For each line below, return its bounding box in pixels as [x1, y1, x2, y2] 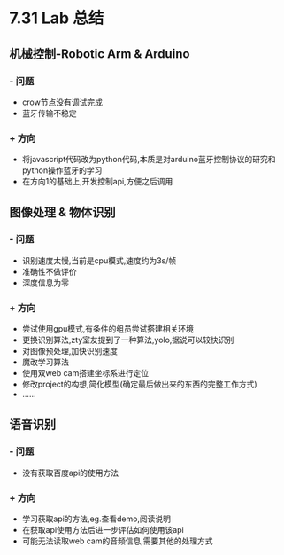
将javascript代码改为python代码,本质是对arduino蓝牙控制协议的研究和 [21, 154, 276, 165]
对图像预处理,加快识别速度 [21, 346, 118, 356]
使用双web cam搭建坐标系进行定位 [21, 368, 149, 379]
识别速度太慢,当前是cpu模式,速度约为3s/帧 [21, 254, 177, 266]
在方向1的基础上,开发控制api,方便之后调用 [21, 176, 173, 187]
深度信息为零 [21, 277, 69, 288]
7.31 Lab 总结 [9, 8, 104, 28]
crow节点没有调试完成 [21, 97, 104, 107]
